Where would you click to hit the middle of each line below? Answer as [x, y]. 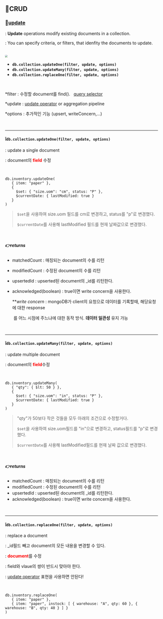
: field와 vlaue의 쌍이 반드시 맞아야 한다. [43, 566]
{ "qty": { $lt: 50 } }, [37, 388]
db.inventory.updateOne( [30, 179]
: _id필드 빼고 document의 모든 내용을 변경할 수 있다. [55, 546]
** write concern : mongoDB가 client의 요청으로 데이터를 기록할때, [76, 301]
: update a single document [32, 150]
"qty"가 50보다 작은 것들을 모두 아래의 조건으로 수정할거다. [73, 418]
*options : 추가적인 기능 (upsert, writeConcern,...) [54, 114]
